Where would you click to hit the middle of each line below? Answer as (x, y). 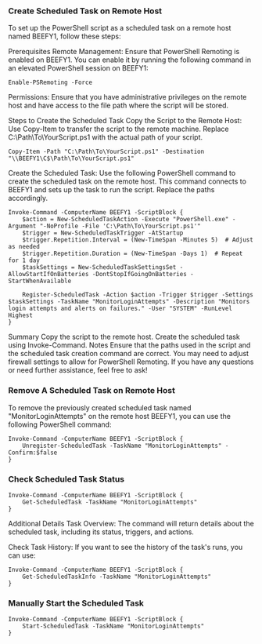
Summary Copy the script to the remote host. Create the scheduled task (124, 337)
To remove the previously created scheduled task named (100, 408)
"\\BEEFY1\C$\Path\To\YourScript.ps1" (71, 158)
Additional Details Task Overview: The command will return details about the (131, 523)
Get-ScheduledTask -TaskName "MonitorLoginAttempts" (110, 502)
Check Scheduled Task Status (66, 478)
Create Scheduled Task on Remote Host (85, 11)
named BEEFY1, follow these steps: (65, 36)
